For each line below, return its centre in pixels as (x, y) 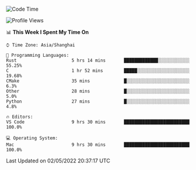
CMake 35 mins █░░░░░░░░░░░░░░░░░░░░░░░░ (98, 81)
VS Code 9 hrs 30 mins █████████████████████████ (98, 122)
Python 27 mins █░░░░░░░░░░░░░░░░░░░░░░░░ (98, 101)
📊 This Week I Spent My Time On (47, 32)
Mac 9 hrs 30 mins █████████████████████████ (98, 145)
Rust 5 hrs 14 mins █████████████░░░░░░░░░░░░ (98, 60)
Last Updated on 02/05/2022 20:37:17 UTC (58, 161)
